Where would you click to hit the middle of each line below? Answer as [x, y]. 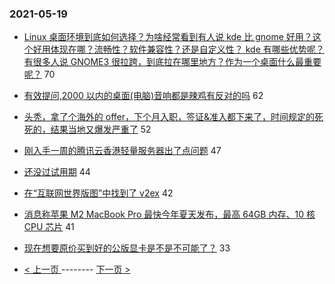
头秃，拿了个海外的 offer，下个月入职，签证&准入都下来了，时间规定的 [169, 117]
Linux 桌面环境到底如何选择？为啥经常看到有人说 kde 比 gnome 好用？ [168, 37]
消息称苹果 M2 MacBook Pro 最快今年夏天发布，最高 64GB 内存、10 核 [169, 214]
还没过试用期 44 [57, 172]
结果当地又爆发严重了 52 [101, 129]
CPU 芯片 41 [49, 227]
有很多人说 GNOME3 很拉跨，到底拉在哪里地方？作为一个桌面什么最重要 [172, 62]
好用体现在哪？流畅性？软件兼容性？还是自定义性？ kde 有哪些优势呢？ [178, 49]
